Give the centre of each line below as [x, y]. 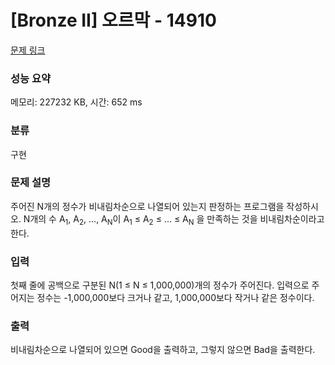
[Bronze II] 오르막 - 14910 [113, 20]
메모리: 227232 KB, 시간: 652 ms [76, 102]
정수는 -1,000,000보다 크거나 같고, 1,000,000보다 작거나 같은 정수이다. [175, 297]
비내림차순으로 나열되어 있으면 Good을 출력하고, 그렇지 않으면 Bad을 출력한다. [163, 350]
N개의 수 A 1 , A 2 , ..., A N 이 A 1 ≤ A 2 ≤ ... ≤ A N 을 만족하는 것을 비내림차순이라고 [174, 219]
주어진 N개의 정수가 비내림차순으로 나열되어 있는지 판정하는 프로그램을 [147, 206]
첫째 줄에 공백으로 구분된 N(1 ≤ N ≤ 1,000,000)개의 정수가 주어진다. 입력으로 [160, 285]
